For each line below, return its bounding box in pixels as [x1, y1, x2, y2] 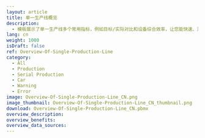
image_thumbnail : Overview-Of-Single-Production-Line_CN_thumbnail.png [6, 100, 192, 106]
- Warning [12, 83, 37, 89]
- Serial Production [12, 71, 64, 78]
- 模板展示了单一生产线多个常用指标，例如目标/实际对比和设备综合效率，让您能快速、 [12, 26, 197, 32]
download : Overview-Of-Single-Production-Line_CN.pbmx [6, 105, 149, 112]
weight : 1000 [6, 37, 40, 43]
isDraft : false [6, 43, 45, 49]
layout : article [6, 9, 48, 15]
